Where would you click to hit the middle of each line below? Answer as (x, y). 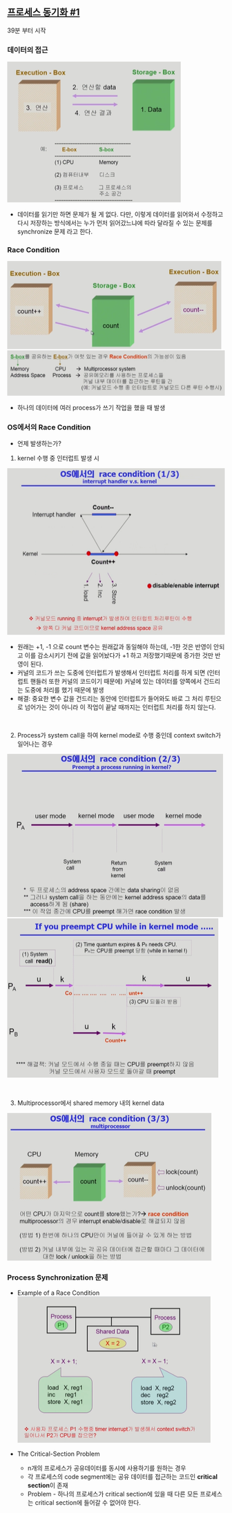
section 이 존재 (48, 1485)
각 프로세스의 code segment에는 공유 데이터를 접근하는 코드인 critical (123, 1477)
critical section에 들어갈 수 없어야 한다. (88, 1503)
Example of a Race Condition (58, 1293)
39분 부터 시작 (27, 30)
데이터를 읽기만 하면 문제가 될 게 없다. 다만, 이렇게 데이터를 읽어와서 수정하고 (120, 214)
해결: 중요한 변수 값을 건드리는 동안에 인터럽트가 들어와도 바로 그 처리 (110, 698)
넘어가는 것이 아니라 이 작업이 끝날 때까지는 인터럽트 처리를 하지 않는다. (120, 707)
